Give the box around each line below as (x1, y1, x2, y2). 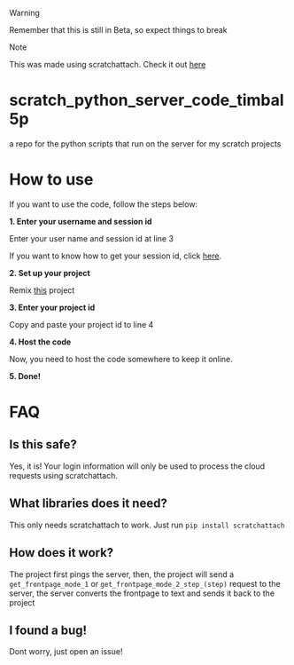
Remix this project (9, 284, 75, 296)
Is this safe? (9, 437, 77, 452)
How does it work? (9, 545, 114, 560)
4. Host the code (9, 336, 72, 347)
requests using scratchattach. (9, 470, 118, 480)
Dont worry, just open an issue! (9, 646, 123, 657)
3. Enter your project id (9, 302, 96, 313)
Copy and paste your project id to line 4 (9, 319, 154, 329)
